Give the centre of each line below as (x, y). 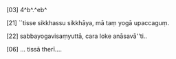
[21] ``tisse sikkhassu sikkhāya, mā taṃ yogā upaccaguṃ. (88, 23)
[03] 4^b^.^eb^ (27, 10)
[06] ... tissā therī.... (34, 49)
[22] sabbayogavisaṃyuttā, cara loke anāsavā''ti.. (77, 36)
